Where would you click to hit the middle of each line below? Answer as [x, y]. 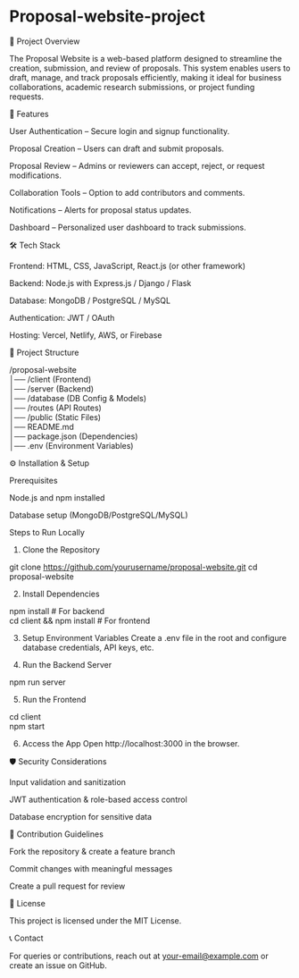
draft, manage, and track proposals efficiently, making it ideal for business [145, 77]
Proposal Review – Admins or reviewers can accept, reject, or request [137, 165]
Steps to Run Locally [47, 532]
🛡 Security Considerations [58, 761]
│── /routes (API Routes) [56, 408]
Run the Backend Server [67, 664]
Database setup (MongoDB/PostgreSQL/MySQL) [99, 515]
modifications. [36, 175]
